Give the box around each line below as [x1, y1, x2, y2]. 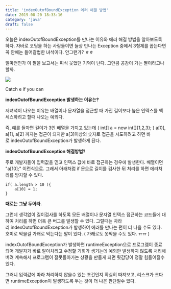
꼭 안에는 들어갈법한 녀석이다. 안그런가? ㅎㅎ [5, 49, 93, 55]
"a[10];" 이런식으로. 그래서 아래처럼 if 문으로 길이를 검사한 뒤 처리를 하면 [5, 165, 149, 172]
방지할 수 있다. [14, 172, 43, 178]
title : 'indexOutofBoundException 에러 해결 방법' [5, 7, 109, 13]
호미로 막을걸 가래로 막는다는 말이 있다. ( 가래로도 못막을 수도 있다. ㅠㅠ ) [5, 231, 150, 237]
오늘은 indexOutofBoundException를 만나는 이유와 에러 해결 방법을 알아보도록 [5, 36, 162, 42]
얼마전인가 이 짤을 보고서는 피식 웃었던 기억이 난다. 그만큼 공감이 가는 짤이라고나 [5, 60, 165, 66]
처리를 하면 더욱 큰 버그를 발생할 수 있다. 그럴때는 [14, 218, 113, 224]
